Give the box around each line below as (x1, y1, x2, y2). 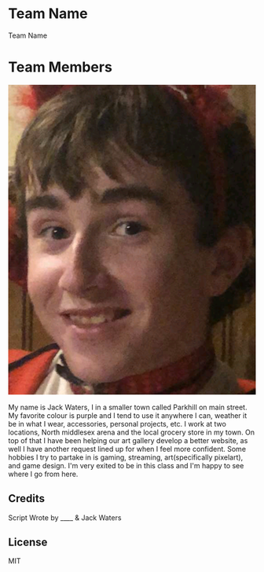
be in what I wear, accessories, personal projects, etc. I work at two (8, 419, 226, 428)
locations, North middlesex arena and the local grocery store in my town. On (8, 427, 255, 437)
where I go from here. (8, 469, 79, 478)
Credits (8, 492, 46, 505)
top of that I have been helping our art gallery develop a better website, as (8, 435, 248, 445)
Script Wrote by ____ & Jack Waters (8, 512, 122, 522)
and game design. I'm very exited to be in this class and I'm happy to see (8, 460, 244, 470)
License (8, 536, 48, 549)
